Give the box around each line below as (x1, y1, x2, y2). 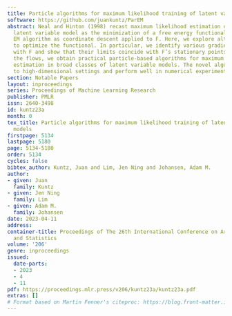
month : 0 (7, 112, 32, 119)
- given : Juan (7, 177, 48, 184)
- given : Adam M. (7, 203, 57, 210)
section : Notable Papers (7, 74, 79, 81)
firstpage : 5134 (7, 132, 54, 139)
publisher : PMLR (7, 94, 54, 101)
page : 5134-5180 (7, 145, 54, 152)
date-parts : (13, 260, 48, 267)
